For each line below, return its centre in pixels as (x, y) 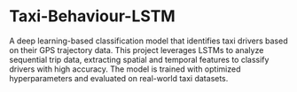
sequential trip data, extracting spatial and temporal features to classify (139, 59)
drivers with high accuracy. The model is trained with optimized (125, 69)
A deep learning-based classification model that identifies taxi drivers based (148, 41)
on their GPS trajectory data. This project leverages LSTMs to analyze (137, 50)
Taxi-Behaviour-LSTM (92, 16)
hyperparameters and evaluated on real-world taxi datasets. (119, 78)
